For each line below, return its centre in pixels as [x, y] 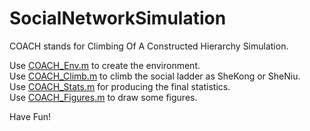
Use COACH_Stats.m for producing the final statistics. [120, 86]
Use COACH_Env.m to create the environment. [105, 65]
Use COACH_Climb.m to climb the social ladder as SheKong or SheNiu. [155, 76]
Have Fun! [30, 116]
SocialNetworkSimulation [118, 18]
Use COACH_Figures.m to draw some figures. [103, 97]
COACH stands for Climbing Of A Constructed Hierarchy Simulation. [149, 46]
